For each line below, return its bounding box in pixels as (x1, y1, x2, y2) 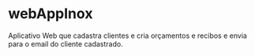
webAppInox (8, 5, 93, 23)
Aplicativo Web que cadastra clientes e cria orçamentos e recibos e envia (8, 31, 247, 40)
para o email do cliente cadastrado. (8, 39, 124, 48)
